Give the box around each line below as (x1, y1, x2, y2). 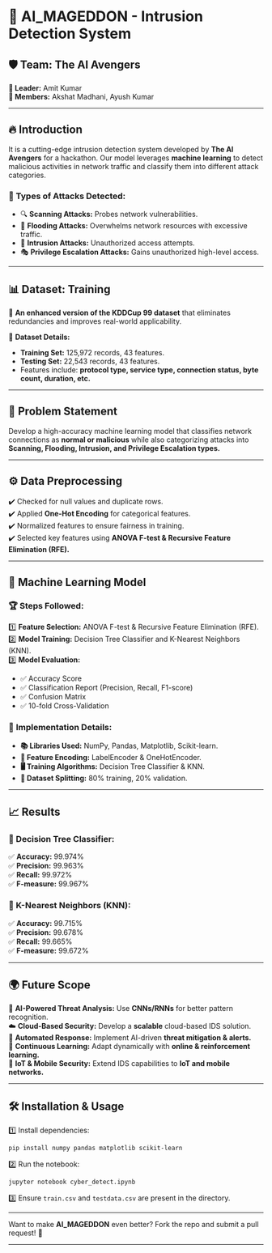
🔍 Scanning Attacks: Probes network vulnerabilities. (19, 210, 198, 219)
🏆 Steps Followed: (8, 600, 84, 611)
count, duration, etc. (19, 373, 91, 383)
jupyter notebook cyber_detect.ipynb (8, 1178, 136, 1187)
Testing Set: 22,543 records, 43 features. (19, 356, 160, 366)
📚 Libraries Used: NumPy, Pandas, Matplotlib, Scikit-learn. (19, 741, 219, 750)
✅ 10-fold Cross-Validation (19, 701, 109, 711)
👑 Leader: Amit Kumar (8, 83, 83, 92)
